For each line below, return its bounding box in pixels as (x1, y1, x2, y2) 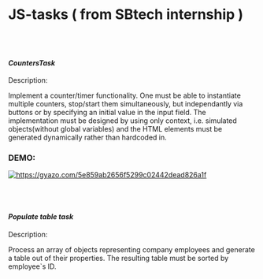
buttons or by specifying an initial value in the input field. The (8, 108, 206, 117)
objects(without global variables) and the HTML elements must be (8, 125, 223, 134)
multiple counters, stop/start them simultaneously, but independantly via (8, 99, 243, 109)
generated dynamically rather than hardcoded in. (8, 132, 167, 143)
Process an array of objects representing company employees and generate (8, 244, 256, 254)
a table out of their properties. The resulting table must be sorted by (8, 253, 229, 262)
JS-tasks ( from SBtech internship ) (8, 6, 244, 24)
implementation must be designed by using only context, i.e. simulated (8, 116, 238, 125)
